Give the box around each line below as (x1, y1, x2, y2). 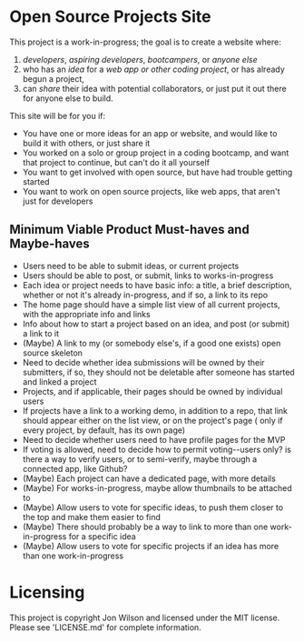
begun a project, (22, 73, 84, 84)
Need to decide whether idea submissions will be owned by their (22, 356, 265, 367)
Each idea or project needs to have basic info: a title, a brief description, (22, 279, 292, 290)
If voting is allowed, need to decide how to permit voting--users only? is (22, 444, 292, 455)
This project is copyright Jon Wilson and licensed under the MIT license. (9, 612, 280, 623)
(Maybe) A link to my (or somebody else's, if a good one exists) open (22, 337, 281, 348)
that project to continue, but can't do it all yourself (22, 156, 211, 167)
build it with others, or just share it (22, 137, 151, 148)
